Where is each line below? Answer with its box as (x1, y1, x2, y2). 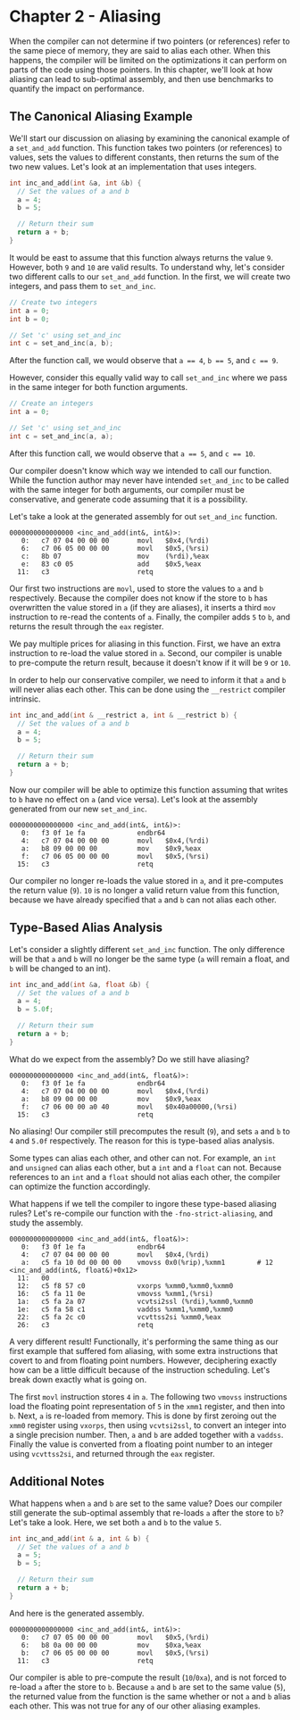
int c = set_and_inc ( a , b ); (9, 339, 114, 348)
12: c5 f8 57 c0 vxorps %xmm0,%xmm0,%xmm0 (17, 1281, 234, 1291)
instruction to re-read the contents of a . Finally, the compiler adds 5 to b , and (9, 611, 291, 622)
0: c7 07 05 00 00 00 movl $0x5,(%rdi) (21, 1633, 210, 1641)
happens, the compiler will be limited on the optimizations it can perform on (9, 54, 287, 65)
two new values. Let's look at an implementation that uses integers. (9, 161, 257, 171)
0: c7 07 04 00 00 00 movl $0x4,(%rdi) (21, 536, 210, 545)
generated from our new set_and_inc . (9, 803, 147, 814)
